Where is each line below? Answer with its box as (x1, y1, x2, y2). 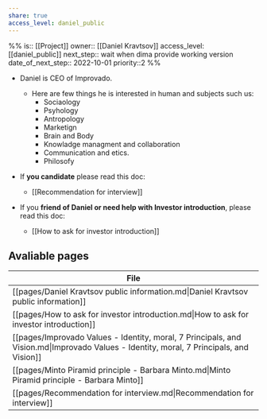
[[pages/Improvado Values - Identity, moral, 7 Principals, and (12, 332, 242, 343)
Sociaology (43, 97, 81, 107)
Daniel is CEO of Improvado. (19, 73, 113, 83)
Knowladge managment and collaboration (43, 139, 180, 149)
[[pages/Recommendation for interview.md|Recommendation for (12, 387, 254, 398)
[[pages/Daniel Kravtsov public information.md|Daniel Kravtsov (12, 286, 249, 297)
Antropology (43, 114, 85, 123)
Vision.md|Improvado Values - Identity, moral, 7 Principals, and (12, 342, 249, 353)
